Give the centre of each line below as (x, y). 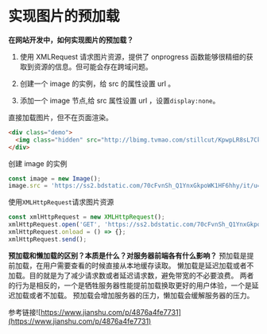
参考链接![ (25, 312)
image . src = (28, 186)
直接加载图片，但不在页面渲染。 (60, 117)
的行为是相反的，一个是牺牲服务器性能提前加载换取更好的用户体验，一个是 (130, 285)
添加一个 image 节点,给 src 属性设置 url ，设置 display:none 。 (120, 100)
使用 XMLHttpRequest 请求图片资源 (61, 202)
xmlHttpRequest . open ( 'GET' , (55, 225)
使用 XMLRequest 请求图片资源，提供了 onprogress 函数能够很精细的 (133, 56)
